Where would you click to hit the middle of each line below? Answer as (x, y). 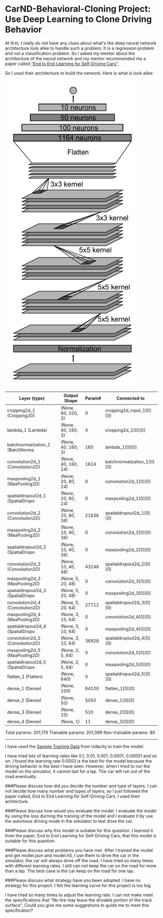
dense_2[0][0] (120, 712)
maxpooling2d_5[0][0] (128, 664)
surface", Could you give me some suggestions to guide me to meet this (77, 905)
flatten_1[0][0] (120, 688)
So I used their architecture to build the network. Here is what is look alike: (79, 73)
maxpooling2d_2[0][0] (128, 549)
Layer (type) (32, 398)
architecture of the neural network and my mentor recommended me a (76, 58)
